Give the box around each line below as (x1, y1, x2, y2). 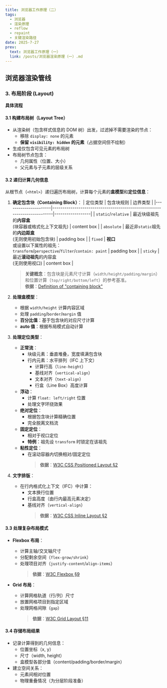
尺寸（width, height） (19, 652, 65, 658)
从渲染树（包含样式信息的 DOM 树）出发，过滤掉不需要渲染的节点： (12, 127, 153, 133)
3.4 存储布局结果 (5, 628, 40, 634)
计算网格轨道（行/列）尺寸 (19, 592, 74, 598)
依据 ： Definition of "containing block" (24, 284, 103, 290)
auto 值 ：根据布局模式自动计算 (19, 324, 83, 330)
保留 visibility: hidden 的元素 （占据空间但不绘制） (19, 139, 128, 145)
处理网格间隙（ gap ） (19, 605, 62, 611)
